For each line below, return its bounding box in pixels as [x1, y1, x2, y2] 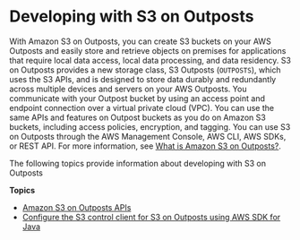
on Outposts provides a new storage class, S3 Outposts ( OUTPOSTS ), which [9, 64, 281, 75]
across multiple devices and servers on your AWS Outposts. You [9, 83, 247, 94]
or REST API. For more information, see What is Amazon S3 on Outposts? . [9, 141, 282, 151]
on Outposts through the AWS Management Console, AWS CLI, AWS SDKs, [9, 131, 287, 141]
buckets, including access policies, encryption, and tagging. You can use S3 [9, 121, 291, 132]
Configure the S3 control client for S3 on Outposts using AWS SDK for [21, 211, 281, 222]
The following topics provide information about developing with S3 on [9, 158, 267, 168]
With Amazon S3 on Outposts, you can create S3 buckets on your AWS [9, 36, 271, 47]
